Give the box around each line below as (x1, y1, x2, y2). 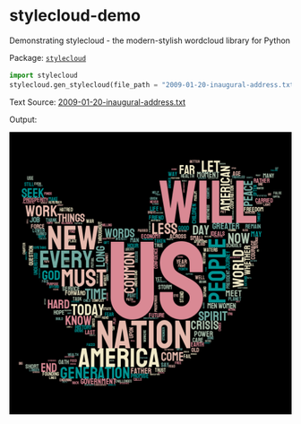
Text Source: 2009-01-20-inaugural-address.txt (9, 96, 186, 108)
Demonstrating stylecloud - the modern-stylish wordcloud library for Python (9, 35, 291, 46)
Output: (9, 114, 38, 125)
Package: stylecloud (9, 52, 87, 63)
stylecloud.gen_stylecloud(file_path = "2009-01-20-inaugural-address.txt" (9, 80, 298, 90)
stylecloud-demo (9, 5, 142, 26)
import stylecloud (9, 71, 78, 80)
